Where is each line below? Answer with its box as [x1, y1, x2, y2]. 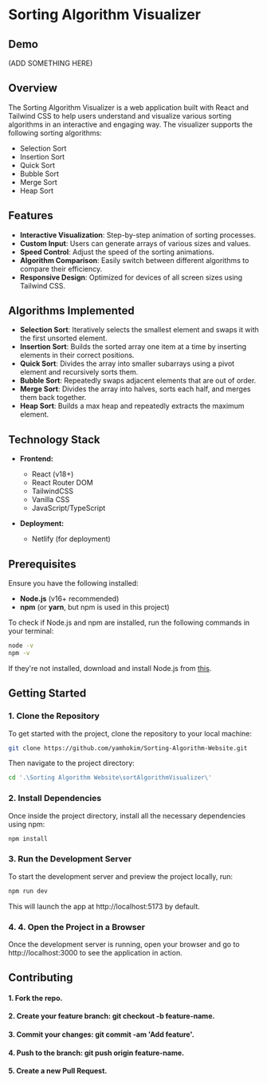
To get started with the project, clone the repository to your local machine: [8, 728, 253, 738]
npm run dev [8, 887, 48, 895]
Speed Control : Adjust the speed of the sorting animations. [19, 247, 214, 257]
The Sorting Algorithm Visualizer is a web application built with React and [8, 102, 249, 112]
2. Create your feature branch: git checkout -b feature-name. [8, 1011, 215, 1021]
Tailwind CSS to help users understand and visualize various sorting [8, 111, 232, 120]
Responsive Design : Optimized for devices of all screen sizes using [19, 273, 243, 282]
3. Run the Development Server [8, 853, 132, 865]
